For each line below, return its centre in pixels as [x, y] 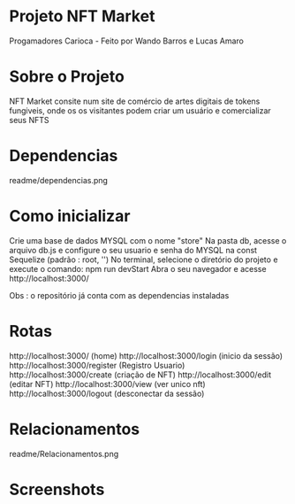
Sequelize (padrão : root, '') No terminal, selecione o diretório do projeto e [144, 260]
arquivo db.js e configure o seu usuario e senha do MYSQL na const [133, 250]
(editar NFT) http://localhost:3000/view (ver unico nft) [107, 384]
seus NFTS [29, 120]
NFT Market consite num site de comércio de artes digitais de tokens [135, 101]
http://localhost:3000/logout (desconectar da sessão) [107, 393]
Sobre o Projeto [67, 77]
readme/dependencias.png [59, 180]
